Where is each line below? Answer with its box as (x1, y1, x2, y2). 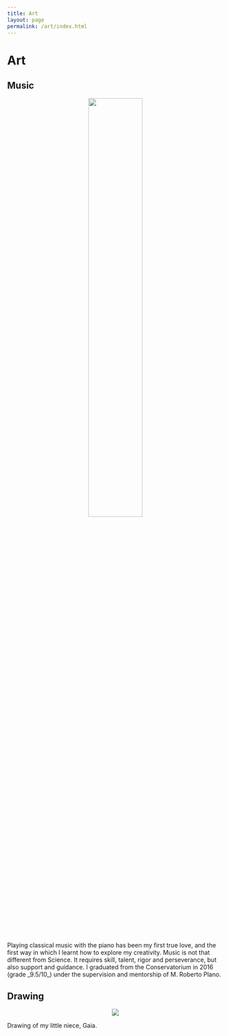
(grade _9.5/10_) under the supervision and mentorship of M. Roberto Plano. (7, 970, 222, 979)
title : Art (7, 10, 38, 17)
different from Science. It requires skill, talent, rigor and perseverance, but (7, 956, 217, 964)
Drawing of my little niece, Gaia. (7, 1022, 98, 1030)
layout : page (7, 16, 45, 23)
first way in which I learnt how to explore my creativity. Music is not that (7, 949, 210, 957)
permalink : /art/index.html (7, 23, 88, 30)
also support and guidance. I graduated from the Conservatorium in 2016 (7, 963, 214, 971)
